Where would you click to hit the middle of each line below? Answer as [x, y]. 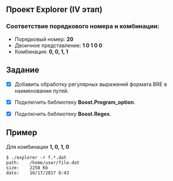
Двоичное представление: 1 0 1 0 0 [58, 45]
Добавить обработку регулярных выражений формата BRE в [91, 84]
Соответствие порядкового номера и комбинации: [83, 26]
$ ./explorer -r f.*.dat [36, 158]
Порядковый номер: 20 [44, 39]
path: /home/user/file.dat [43, 163]
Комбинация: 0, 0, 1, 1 [41, 52]
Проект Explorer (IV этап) [54, 10]
